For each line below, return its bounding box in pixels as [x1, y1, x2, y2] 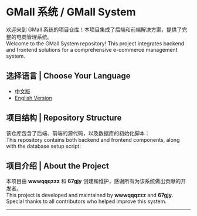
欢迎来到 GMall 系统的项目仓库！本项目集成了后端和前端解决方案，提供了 [6, 26, 182, 33]
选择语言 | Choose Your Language [6, 71, 131, 81]
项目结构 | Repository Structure [6, 113, 122, 123]
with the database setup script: [6, 142, 81, 149]
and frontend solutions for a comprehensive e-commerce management [6, 46, 178, 53]
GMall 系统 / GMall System [6, 5, 136, 19]
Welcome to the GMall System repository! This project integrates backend [6, 39, 185, 47]
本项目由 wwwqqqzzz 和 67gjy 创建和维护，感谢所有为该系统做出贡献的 [6, 178, 181, 185]
